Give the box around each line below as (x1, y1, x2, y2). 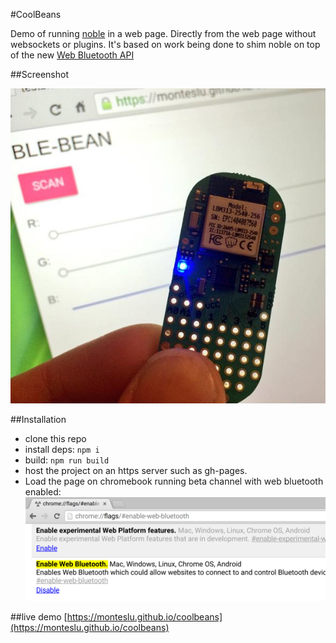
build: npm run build (24, 454, 110, 466)
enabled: (24, 486, 62, 498)
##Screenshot (10, 69, 69, 80)
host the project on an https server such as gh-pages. (24, 465, 248, 476)
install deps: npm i (24, 444, 100, 455)
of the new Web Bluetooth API (10, 49, 135, 61)
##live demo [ (10, 611, 68, 623)
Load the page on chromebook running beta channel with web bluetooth (24, 475, 324, 487)
